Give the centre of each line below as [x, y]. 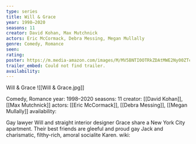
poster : [15, 60]
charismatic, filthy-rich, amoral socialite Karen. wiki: [68, 135]
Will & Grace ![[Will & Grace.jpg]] [45, 87]
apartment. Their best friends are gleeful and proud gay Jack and [85, 129]
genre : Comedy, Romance [35, 44]
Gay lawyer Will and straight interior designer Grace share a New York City [96, 122]
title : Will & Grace [31, 17]
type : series [22, 11]
